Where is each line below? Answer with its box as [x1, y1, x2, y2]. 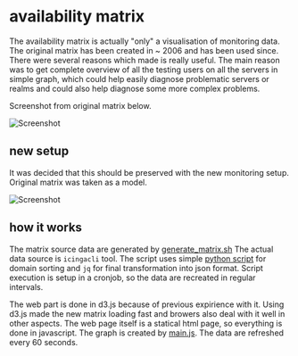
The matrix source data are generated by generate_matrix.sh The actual [9, 244, 274, 254]
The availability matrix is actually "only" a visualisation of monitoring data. [9, 36, 281, 46]
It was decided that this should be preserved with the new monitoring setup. [9, 167, 290, 178]
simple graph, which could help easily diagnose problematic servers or [9, 73, 269, 84]
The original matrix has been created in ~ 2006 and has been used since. [9, 45, 279, 55]
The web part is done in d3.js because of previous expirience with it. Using [9, 299, 285, 310]
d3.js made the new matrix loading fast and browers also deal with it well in [9, 308, 286, 319]
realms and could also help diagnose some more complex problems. [9, 83, 261, 94]
